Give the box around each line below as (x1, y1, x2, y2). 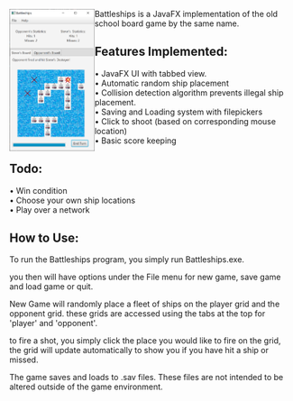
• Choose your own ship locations (9, 195, 136, 205)
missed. (9, 354, 39, 365)
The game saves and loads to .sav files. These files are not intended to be (9, 372, 284, 383)
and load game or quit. (9, 281, 94, 292)
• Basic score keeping (94, 135, 178, 146)
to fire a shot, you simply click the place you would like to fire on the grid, (9, 335, 281, 346)
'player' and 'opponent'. (9, 318, 97, 329)
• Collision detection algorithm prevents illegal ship (94, 87, 284, 98)
